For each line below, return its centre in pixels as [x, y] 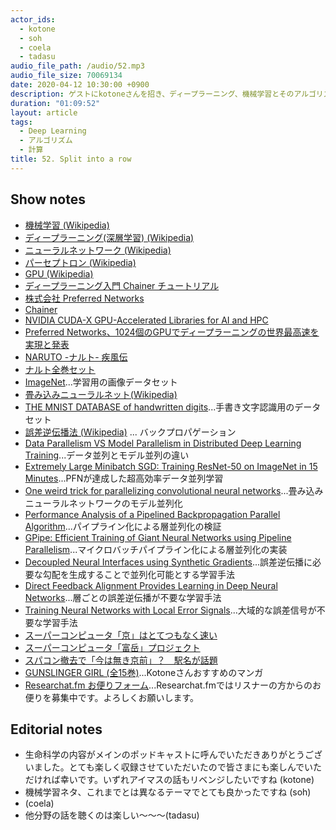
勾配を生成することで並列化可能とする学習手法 [138, 574]
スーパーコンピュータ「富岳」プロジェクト [112, 647]
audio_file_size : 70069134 [66, 76]
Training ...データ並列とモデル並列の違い [107, 455]
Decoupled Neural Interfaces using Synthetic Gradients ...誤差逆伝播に [168, 562]
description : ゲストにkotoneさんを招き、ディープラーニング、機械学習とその [152, 94]
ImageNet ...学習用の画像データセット [101, 382]
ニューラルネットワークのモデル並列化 [103, 503]
